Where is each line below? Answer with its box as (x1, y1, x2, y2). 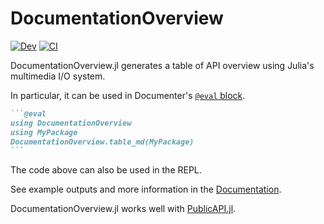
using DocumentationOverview (10, 118, 132, 128)
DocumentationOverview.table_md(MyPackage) (10, 137, 195, 147)
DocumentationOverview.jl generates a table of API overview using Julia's (10, 59, 315, 71)
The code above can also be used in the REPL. (10, 164, 202, 176)
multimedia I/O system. (10, 70, 106, 82)
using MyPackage (10, 127, 78, 137)
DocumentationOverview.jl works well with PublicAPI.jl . (10, 203, 237, 215)
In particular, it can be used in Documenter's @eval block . (10, 89, 246, 101)
